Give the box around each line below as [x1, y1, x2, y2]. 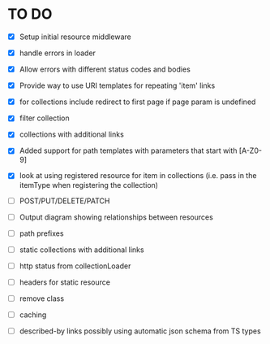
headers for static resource [19, 277, 111, 287]
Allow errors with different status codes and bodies [19, 64, 191, 74]
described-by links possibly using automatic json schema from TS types [19, 326, 261, 336]
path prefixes [19, 229, 64, 238]
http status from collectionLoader [19, 261, 131, 271]
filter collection [19, 113, 70, 123]
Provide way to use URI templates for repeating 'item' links [19, 81, 216, 90]
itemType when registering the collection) [19, 180, 159, 189]
